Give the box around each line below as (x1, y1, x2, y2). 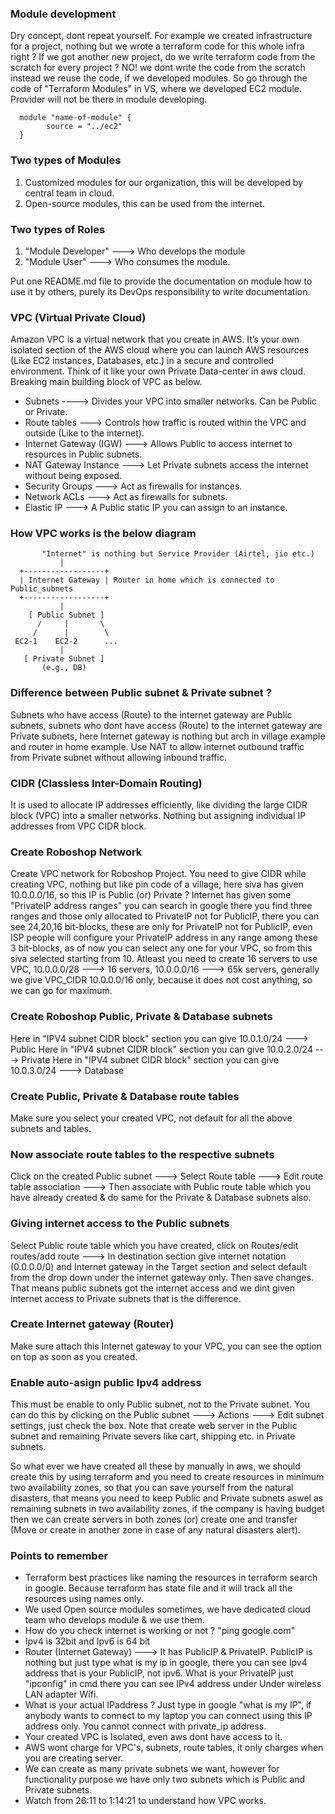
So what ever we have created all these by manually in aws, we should (10, 1460, 301, 1472)
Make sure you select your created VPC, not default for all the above (10, 1112, 293, 1124)
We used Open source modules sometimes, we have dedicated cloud (24, 1603, 311, 1616)
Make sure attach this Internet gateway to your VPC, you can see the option (10, 1340, 322, 1352)
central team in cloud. (24, 187, 115, 199)
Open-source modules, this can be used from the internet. (24, 197, 265, 209)
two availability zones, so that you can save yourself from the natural (10, 1482, 294, 1494)
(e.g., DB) (41, 663, 87, 673)
